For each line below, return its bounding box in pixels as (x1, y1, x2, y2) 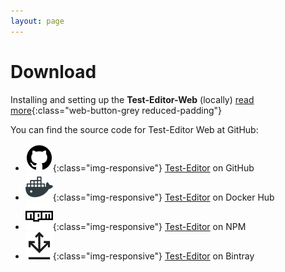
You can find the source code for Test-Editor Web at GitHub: (10, 123, 259, 135)
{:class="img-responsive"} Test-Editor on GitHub (52, 161, 255, 174)
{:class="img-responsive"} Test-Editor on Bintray (52, 250, 255, 262)
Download (10, 60, 97, 83)
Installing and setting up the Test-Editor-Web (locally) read (10, 93, 255, 105)
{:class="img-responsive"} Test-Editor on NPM (52, 220, 247, 232)
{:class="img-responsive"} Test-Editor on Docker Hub (52, 191, 275, 203)
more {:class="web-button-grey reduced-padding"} (10, 104, 223, 116)
